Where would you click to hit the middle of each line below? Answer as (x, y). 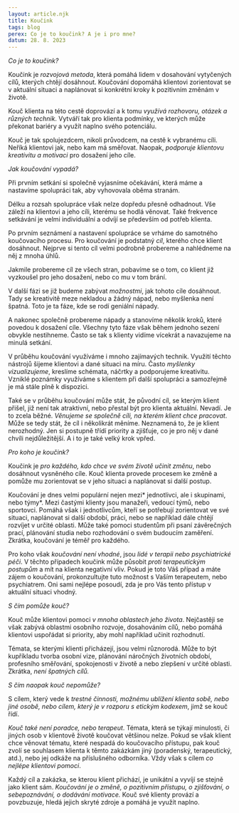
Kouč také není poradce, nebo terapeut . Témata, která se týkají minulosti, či (119, 728)
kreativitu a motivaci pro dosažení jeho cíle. (72, 155)
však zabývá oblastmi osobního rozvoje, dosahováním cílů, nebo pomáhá (115, 627)
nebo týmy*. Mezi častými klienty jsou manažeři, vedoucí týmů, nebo (109, 502)
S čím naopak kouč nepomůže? (54, 685)
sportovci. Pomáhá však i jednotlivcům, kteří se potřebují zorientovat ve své (119, 510)
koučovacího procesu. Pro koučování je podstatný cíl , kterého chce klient (115, 241)
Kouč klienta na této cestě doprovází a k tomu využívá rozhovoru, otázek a (118, 111)
